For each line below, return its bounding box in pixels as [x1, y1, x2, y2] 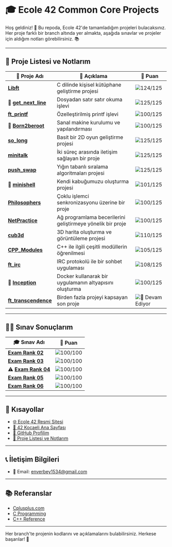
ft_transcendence [8, 297, 52, 304]
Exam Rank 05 [8, 374, 44, 381]
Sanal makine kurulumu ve [57, 119, 120, 126]
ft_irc [8, 261, 21, 268]
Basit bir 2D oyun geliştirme [57, 134, 124, 141]
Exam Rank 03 [8, 357, 44, 364]
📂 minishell [8, 181, 36, 188]
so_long [8, 137, 28, 144]
